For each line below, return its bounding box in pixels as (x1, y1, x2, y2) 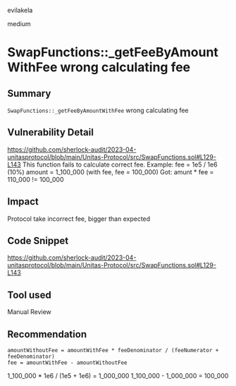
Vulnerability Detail (7, 126, 94, 138)
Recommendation (7, 328, 87, 340)
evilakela (7, 6, 33, 14)
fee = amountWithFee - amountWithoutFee (7, 359, 128, 366)
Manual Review (7, 308, 51, 316)
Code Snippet (7, 235, 69, 247)
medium (7, 20, 31, 28)
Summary (7, 88, 51, 99)
